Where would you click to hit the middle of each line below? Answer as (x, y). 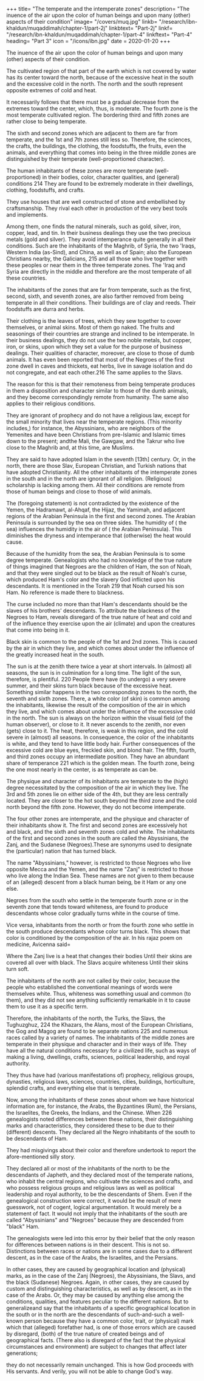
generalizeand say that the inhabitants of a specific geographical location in (101, 1308)
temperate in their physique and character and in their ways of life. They (97, 1044)
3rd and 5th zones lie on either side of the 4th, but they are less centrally (97, 794)
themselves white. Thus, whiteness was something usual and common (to (99, 994)
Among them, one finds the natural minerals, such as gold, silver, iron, (93, 226)
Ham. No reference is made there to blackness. (65, 592)
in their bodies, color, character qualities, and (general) (111, 177)
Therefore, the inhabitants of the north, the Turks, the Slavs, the (86, 1018)
